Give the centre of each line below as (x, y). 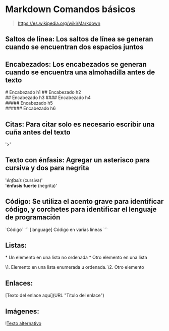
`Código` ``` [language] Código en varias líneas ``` (57, 229)
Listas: (16, 245)
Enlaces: (19, 283)
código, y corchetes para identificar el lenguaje (81, 209)
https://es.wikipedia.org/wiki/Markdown (59, 23)
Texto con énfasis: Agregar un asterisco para (77, 160)
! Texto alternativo (23, 323)
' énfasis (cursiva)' (24, 180)
